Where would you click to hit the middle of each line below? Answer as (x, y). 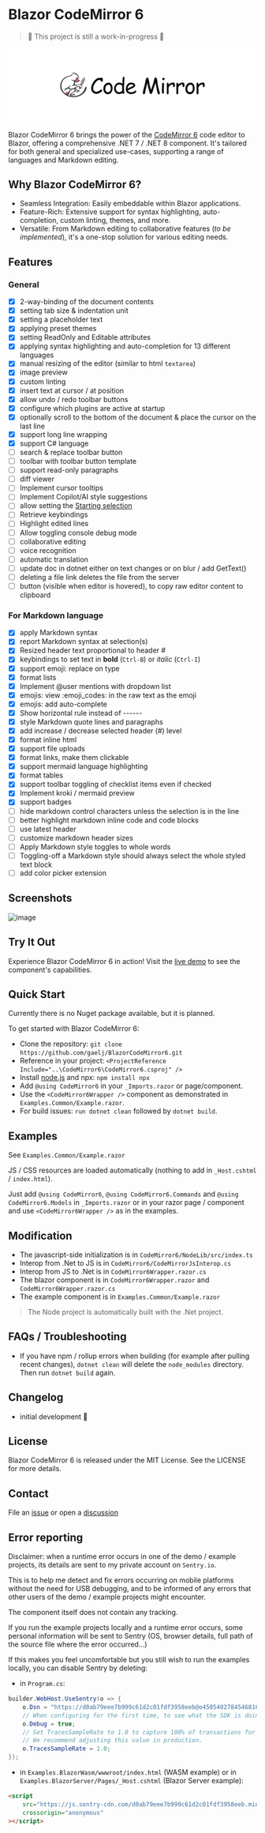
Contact (28, 1494)
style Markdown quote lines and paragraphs (91, 721)
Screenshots (40, 898)
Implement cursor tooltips (62, 488)
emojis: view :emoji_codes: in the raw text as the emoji (108, 695)
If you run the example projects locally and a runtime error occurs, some (125, 1628)
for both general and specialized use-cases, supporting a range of (116, 151)
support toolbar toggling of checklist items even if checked (115, 785)
